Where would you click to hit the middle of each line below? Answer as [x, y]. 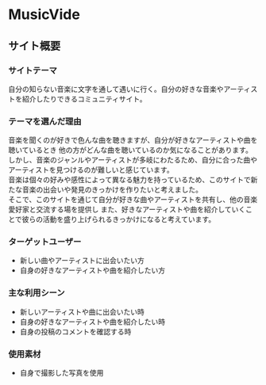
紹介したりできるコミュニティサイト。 [84, 99]
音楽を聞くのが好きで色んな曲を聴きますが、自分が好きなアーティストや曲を [133, 140]
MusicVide [44, 15]
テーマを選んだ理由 [45, 121]
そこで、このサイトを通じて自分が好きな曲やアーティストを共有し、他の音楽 [133, 200]
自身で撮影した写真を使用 [62, 373]
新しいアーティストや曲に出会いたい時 [82, 311]
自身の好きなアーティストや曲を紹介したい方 [93, 270]
